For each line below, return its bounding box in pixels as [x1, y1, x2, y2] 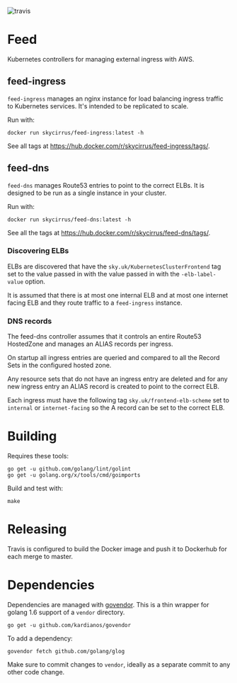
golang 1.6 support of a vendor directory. [7, 608, 125, 616]
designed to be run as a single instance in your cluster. [7, 188, 167, 197]
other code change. [7, 667, 65, 676]
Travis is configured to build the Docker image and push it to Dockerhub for [7, 545, 228, 553]
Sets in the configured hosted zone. [7, 361, 112, 370]
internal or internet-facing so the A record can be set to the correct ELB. [7, 404, 225, 412]
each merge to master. [7, 553, 73, 561]
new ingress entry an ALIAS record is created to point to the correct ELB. [7, 383, 219, 391]
